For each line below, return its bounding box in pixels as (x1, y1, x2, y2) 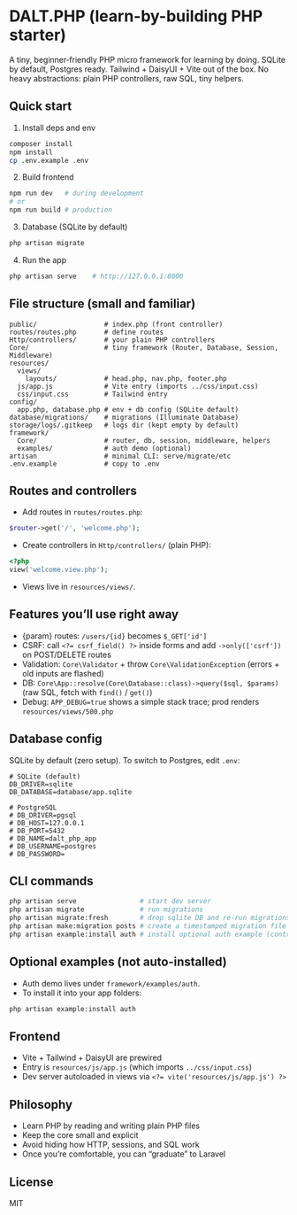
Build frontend (21, 172, 74, 182)
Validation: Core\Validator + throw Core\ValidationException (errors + (21, 658, 280, 669)
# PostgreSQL (9, 803, 57, 812)
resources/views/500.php (21, 707, 114, 716)
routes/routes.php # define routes (9, 328, 164, 337)
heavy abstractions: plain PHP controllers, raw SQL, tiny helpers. (9, 73, 245, 83)
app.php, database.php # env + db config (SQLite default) (17, 405, 240, 414)
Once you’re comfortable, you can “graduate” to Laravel (21, 1149, 226, 1159)
